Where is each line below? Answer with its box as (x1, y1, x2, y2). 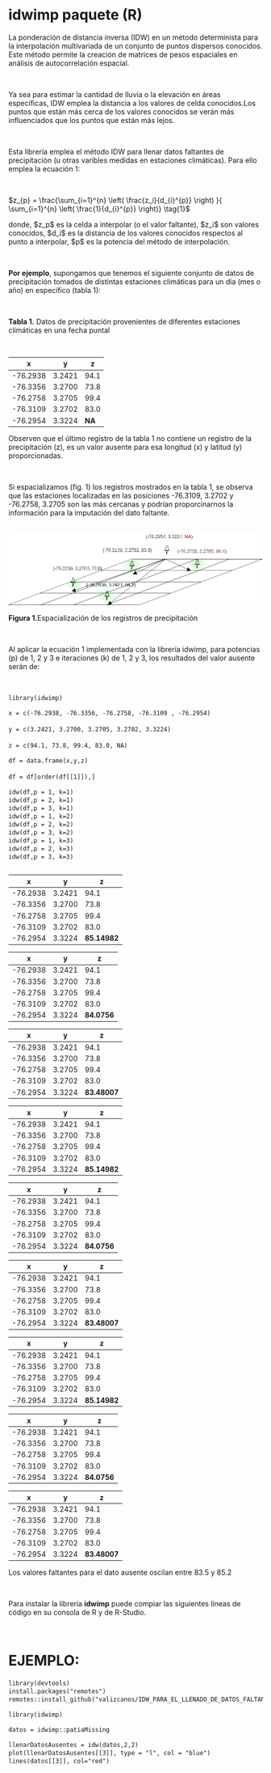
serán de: (8, 662, 40, 672)
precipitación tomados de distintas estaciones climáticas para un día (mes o (8, 277, 261, 286)
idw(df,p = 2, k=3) (8, 845, 74, 853)
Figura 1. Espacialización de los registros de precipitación (8, 613, 198, 623)
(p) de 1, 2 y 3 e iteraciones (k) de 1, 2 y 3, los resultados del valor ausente (8, 653, 256, 663)
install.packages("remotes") (8, 1687, 106, 1695)
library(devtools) (8, 1679, 70, 1687)
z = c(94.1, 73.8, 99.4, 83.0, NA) (8, 742, 128, 750)
